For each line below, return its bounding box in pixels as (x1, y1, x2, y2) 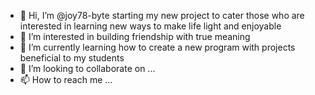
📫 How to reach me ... (19, 74, 113, 85)
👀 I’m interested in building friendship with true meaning (19, 31, 251, 42)
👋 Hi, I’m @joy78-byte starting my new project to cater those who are (19, 10, 305, 21)
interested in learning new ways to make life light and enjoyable (19, 20, 282, 32)
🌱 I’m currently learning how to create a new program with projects (19, 41, 296, 53)
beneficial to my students (19, 52, 125, 64)
